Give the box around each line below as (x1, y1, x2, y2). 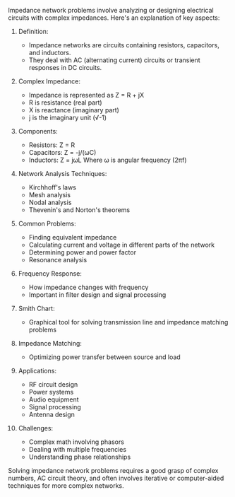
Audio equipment (28, 395, 80, 404)
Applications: (18, 367, 57, 375)
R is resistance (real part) (28, 98, 102, 107)
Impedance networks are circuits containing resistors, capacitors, (28, 41, 219, 49)
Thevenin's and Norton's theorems (28, 206, 130, 214)
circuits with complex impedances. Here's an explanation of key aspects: (8, 13, 220, 22)
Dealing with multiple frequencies (28, 445, 126, 453)
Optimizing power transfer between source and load (28, 353, 181, 361)
